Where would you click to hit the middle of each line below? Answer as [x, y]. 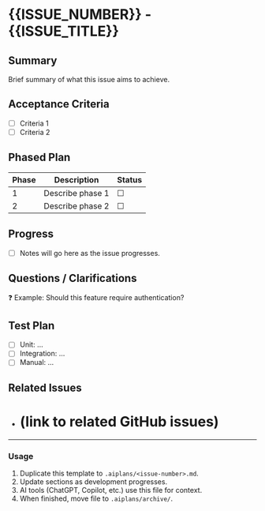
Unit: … [31, 344]
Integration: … [42, 354]
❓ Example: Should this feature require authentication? [96, 298]
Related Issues [45, 387]
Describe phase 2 [77, 205]
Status [130, 179]
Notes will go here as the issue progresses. [90, 253]
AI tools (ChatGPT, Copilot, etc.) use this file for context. [111, 490]
